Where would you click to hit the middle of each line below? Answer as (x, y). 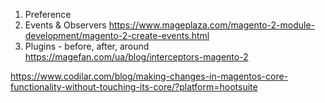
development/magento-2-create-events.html (117, 35)
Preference (48, 14)
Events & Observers (65, 25)
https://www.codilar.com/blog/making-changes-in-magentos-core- (149, 76)
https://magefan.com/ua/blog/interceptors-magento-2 (136, 57)
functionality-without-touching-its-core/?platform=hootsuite (134, 87)
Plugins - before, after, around (87, 46)
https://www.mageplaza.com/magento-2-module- (211, 25)
